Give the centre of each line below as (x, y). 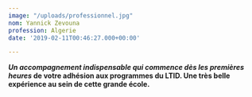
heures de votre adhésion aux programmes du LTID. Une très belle (119, 76)
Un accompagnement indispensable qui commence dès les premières (126, 68)
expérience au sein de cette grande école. (79, 84)
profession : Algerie (43, 30)
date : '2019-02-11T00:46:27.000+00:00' (74, 38)
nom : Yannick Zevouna (44, 23)
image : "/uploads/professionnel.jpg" (71, 16)
